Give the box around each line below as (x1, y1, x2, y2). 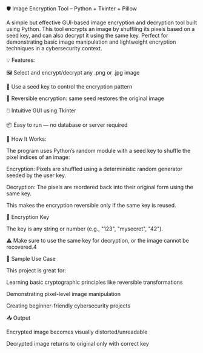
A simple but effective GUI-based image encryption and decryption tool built (6, 19, 198, 26)
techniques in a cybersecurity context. (6, 45, 102, 52)
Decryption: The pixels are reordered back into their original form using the (6, 184, 194, 190)
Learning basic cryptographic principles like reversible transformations (6, 278, 183, 286)
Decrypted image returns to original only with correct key (6, 340, 150, 347)
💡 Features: (6, 56, 35, 64)
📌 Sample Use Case (6, 255, 56, 262)
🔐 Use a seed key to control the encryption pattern (6, 83, 133, 90)
